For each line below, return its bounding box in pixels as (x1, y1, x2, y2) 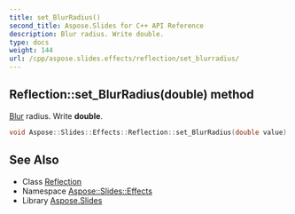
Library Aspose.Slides (21, 194, 103, 205)
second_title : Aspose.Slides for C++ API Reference (9, 21, 204, 30)
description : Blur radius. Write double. (9, 29, 165, 38)
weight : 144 (9, 46, 53, 55)
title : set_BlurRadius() (9, 12, 101, 22)
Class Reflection (21, 176, 82, 186)
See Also (9, 153, 59, 168)
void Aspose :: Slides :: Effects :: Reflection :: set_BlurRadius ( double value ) (9, 128, 288, 137)
